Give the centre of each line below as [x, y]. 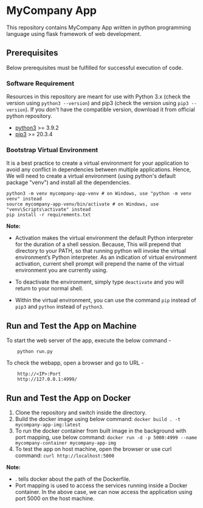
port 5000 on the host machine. [55, 498]
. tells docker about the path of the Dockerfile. [73, 479]
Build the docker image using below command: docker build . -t [98, 419]
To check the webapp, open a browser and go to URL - [75, 363]
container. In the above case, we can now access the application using [104, 492]
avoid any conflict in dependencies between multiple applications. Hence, [99, 170]
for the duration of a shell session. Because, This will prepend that [98, 244]
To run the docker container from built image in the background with [101, 431]
